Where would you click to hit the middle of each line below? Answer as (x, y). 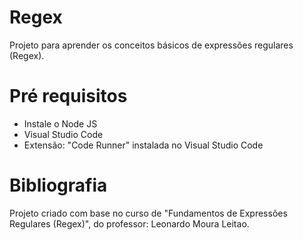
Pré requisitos (68, 96)
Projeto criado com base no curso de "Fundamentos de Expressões (148, 213)
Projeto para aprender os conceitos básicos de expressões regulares (151, 45)
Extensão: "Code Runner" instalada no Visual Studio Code (143, 145)
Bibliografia (58, 185)
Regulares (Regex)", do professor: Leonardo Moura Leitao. (129, 223)
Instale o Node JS (60, 123)
